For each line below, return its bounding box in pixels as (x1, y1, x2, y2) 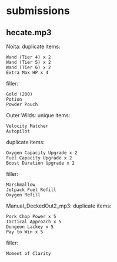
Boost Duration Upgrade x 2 (6, 160, 75, 166)
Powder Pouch (6, 101, 38, 107)
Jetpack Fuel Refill (6, 187, 57, 193)
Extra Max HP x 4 (6, 70, 49, 76)
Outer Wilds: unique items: (6, 112, 71, 118)
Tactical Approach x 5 (6, 219, 62, 224)
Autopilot (6, 128, 31, 134)
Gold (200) (6, 91, 33, 97)
